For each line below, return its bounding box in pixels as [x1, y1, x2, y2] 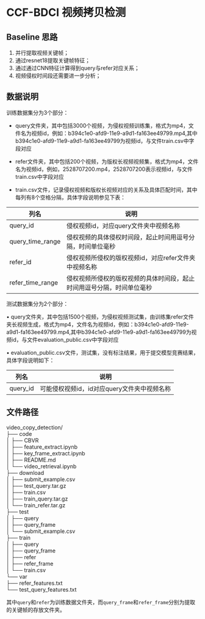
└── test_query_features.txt [6, 585, 77, 593]
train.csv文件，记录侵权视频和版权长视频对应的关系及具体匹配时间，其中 [15, 186, 198, 193]
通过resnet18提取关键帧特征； [15, 57, 90, 64]
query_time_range [9, 237, 61, 245]
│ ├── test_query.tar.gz [6, 482, 67, 489]
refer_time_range [9, 278, 59, 287]
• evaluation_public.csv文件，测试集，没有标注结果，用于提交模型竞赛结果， [6, 349, 199, 356]
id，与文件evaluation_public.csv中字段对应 [11, 336, 119, 343]
